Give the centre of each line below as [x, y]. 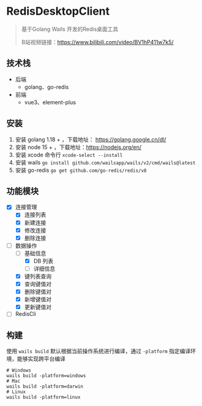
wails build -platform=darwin [45, 387]
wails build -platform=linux [43, 397]
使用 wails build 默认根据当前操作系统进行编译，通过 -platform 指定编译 [99, 351]
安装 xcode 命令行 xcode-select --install [69, 155]
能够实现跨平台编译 [41, 359]
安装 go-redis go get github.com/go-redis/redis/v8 [81, 170]
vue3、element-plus [50, 102]
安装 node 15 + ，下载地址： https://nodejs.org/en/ [78, 147]
